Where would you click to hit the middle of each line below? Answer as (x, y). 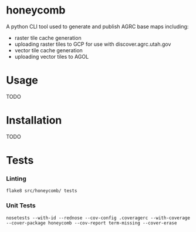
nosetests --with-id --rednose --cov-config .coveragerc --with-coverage (98, 218)
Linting (16, 179)
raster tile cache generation (48, 38)
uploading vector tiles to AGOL (52, 56)
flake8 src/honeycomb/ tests (42, 191)
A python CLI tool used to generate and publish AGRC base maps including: (97, 26)
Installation (34, 120)
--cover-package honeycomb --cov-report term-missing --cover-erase (92, 223)
